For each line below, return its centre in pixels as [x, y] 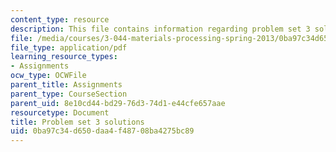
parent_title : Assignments [66, 85]
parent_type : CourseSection [69, 94]
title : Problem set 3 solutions [77, 122]
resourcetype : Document [60, 112]
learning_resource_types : [64, 57]
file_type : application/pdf [69, 47]
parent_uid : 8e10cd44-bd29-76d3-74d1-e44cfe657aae [118, 103]
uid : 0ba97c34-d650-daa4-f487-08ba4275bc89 [102, 131]
